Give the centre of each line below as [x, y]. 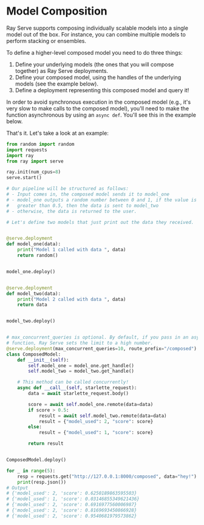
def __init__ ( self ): [43, 360]
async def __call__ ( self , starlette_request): [77, 388]
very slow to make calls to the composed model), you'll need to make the [98, 108]
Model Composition [57, 11]
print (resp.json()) [42, 482]
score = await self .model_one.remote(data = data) [91, 404]
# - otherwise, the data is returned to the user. [72, 211]
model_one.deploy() [31, 271]
